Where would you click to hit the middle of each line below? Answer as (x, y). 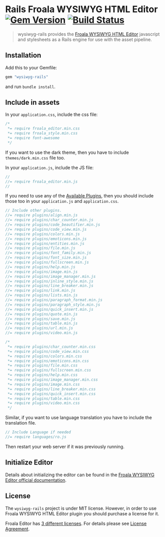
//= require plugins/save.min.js (40, 319)
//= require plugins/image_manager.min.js (50, 276)
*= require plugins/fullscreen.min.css (49, 370)
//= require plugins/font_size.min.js (46, 258)
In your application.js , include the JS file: (49, 168)
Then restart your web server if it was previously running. (65, 446)
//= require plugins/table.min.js (42, 323)
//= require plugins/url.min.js (39, 328)
